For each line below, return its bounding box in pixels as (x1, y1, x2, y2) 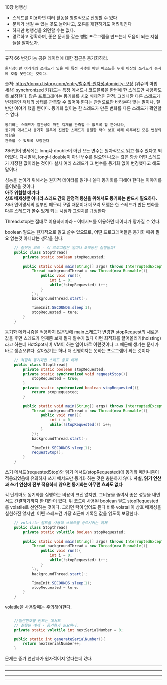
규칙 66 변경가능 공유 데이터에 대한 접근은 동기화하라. (5, 55, 109, 61)
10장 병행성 (5, 4, 27, 10)
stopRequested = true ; (31, 376, 79, 381)
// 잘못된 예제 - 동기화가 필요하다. (14, 623, 79, 628)
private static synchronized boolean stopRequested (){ (23, 385, 139, 391)
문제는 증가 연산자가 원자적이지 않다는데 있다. (5, 656, 93, 662)
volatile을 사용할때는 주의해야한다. (5, 604, 72, 610)
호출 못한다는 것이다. (10, 71, 49, 76)
